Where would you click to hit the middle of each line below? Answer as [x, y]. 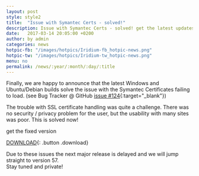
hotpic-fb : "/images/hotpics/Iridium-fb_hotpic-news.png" [79, 50]
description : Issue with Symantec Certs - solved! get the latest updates [100, 28]
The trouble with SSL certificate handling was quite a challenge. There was [98, 107]
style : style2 [24, 17]
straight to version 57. [33, 161]
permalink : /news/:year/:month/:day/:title [61, 66]
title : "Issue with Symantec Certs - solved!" [66, 22]
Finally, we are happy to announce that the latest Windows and [83, 83]
